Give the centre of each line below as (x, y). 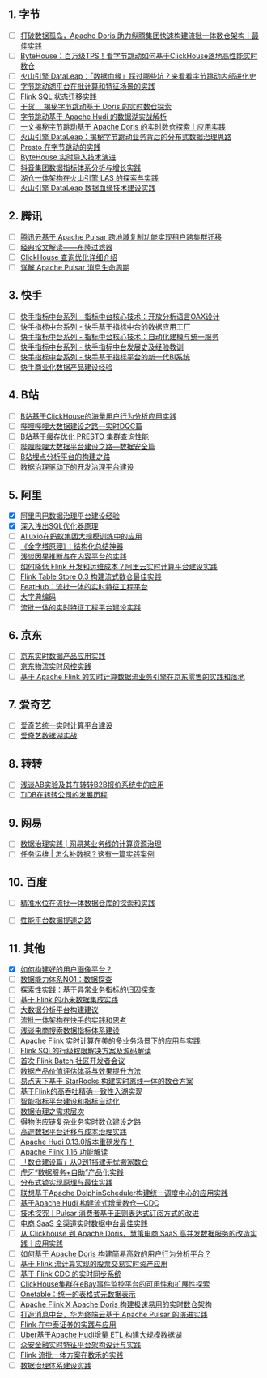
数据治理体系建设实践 (55, 1365)
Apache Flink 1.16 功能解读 (64, 1152)
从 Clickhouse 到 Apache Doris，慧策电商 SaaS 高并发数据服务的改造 (135, 1233)
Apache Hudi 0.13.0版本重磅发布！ (77, 1142)
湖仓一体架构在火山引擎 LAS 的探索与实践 (89, 177)
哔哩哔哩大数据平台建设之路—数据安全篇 (87, 446)
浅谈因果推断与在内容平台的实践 (73, 556)
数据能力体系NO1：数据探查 (66, 980)
